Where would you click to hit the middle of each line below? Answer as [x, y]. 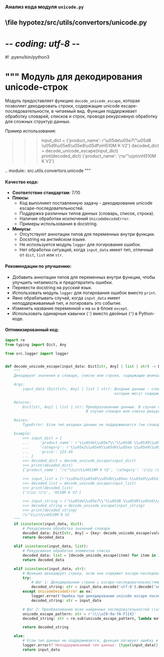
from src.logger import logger [37, 353]
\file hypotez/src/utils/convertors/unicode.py [76, 23]
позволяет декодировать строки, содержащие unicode [62, 106]
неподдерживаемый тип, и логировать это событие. [67, 303]
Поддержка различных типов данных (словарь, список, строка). [87, 213]
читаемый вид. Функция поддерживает [96, 111]
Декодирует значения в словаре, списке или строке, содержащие [80, 376]
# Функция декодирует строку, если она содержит [73, 573]
